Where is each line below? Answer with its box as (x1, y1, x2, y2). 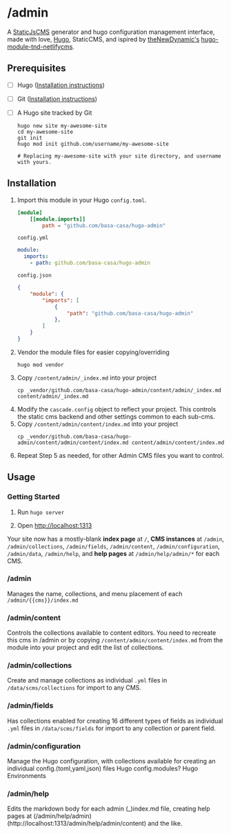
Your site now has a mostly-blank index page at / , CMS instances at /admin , (7, 535, 224, 543)
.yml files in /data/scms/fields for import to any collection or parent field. (7, 724, 216, 732)
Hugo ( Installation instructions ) (17, 81, 105, 89)
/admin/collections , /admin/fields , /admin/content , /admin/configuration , (7, 541, 221, 550)
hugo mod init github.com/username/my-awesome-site (17, 140, 169, 147)
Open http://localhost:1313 (17, 521, 92, 530)
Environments (7, 772, 46, 780)
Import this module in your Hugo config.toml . (17, 196, 147, 204)
